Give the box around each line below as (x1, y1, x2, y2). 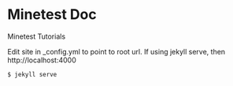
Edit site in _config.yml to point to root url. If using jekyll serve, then (7, 47, 226, 56)
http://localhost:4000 (7, 55, 76, 65)
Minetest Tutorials (7, 32, 66, 41)
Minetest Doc (7, 6, 97, 24)
